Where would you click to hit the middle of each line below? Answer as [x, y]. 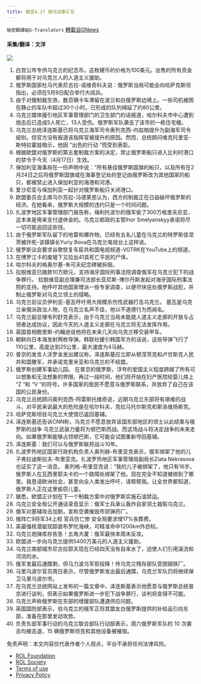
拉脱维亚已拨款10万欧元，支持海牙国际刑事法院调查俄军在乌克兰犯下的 [102, 272]
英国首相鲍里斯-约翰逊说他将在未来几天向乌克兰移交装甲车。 [90, 332]
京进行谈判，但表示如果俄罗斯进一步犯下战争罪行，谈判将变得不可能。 [102, 594]
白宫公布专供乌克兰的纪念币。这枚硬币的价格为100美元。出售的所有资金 [104, 70]
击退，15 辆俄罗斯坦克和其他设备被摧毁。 [82, 631]
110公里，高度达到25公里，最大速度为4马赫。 [71, 346]
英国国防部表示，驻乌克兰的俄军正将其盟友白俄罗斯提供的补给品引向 [99, 609]
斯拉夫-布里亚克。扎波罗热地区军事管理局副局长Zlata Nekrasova [115, 459]
